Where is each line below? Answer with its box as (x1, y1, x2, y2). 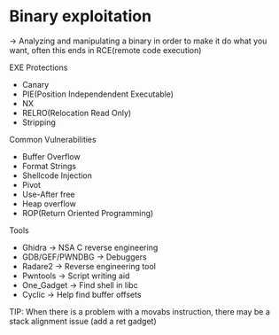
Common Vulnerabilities (9, 134, 97, 144)
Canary (21, 79, 50, 90)
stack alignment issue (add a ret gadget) (9, 316, 157, 326)
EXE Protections (9, 62, 68, 73)
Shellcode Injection (21, 170, 93, 181)
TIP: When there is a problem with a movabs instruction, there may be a (9, 306, 270, 316)
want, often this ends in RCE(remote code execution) (9, 44, 202, 55)
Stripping (21, 117, 56, 128)
